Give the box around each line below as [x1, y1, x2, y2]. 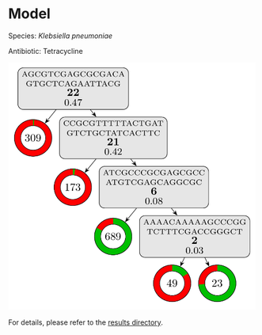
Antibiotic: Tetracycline [8, 46, 83, 55]
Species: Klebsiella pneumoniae [8, 31, 113, 40]
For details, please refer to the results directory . [8, 318, 164, 327]
